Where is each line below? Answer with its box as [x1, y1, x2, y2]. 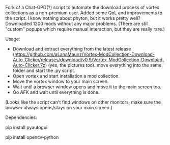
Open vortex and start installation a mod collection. [12, 73, 120, 79]
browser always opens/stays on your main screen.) [5, 105, 113, 110]
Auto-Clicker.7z [12, 62, 46, 68]
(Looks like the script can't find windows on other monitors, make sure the [5, 99, 161, 105]
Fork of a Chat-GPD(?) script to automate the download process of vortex [5, 5, 159, 10]
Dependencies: [5, 114, 37, 120]
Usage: [5, 36, 20, 42]
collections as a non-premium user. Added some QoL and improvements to [5, 10, 163, 16]
